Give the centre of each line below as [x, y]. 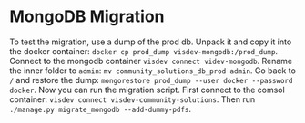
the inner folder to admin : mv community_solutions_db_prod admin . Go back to [152, 71]
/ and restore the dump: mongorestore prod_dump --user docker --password [151, 80]
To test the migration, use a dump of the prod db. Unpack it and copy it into [151, 42]
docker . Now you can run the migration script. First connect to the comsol [147, 90]
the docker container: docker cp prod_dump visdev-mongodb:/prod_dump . [144, 51]
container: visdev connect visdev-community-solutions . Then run [132, 99]
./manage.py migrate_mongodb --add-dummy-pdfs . [101, 109]
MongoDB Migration [87, 17]
